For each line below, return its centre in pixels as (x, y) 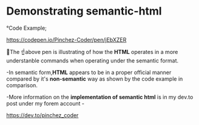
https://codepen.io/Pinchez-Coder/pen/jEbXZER (66, 39)
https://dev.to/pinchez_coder (42, 115)
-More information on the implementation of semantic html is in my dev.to (100, 97)
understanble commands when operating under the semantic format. (93, 60)
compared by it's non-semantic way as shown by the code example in (95, 79)
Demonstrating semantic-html (84, 11)
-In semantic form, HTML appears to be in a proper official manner (89, 72)
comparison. (22, 85)
